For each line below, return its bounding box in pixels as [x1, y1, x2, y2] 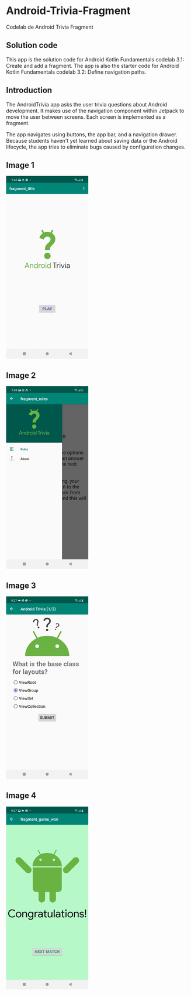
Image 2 [6, 370, 36, 380]
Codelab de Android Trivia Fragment [6, 23, 93, 30]
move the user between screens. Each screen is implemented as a [6, 113, 166, 120]
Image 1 [6, 160, 35, 170]
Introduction [6, 85, 53, 95]
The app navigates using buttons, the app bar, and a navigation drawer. [6, 130, 178, 138]
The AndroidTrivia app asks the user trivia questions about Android [6, 101, 168, 108]
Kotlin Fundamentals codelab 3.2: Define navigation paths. [6, 68, 147, 75]
